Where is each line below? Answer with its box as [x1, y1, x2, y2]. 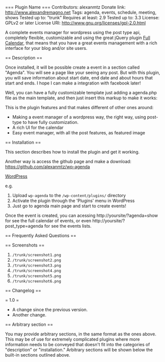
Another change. [12, 312, 47, 318]
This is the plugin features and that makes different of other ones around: [5, 105, 154, 110]
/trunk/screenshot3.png [12, 263, 62, 268]
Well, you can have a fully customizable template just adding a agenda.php [5, 90, 157, 95]
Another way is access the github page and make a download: [5, 159, 132, 164]
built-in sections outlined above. [5, 352, 70, 358]
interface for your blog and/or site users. [5, 45, 88, 51]
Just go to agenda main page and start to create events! [12, 203, 127, 209]
